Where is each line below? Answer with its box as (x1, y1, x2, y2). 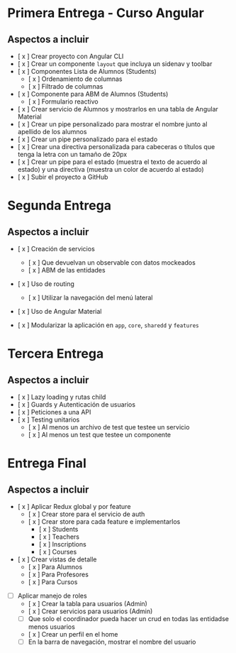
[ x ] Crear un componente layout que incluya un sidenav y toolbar (17, 60, 213, 68)
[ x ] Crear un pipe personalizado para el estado (17, 135, 158, 143)
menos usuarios (28, 622, 76, 631)
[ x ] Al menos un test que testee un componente (28, 431, 172, 439)
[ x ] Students (38, 525, 79, 533)
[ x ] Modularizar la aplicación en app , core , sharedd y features (17, 321, 200, 329)
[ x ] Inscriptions (38, 540, 86, 548)
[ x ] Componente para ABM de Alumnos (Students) (17, 90, 169, 98)
